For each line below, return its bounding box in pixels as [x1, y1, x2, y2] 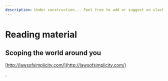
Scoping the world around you [5, 48, 101, 57]
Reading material [5, 28, 77, 40]
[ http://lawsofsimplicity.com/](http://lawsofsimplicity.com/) [5, 62, 126, 68]
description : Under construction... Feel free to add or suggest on [5, 7, 151, 12]
